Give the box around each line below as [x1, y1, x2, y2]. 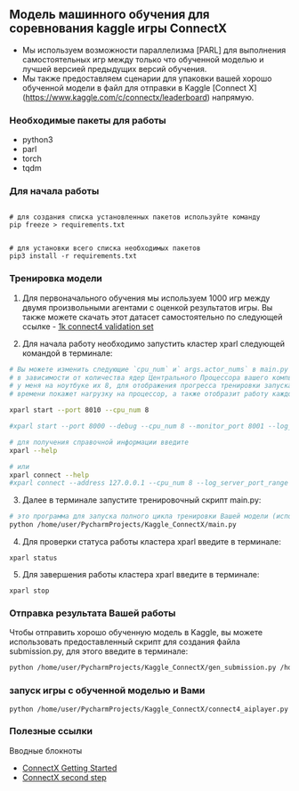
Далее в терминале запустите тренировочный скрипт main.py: [21, 495, 262, 505]
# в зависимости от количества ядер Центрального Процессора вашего [9, 373, 269, 382]
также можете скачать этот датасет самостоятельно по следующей [21, 311, 283, 322]
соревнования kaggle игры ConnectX [9, 21, 228, 36]
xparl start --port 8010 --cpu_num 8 [9, 406, 149, 415]
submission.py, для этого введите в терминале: [9, 646, 189, 657]
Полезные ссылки [9, 725, 93, 738]
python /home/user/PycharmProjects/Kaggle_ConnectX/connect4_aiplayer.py [9, 705, 289, 714]
